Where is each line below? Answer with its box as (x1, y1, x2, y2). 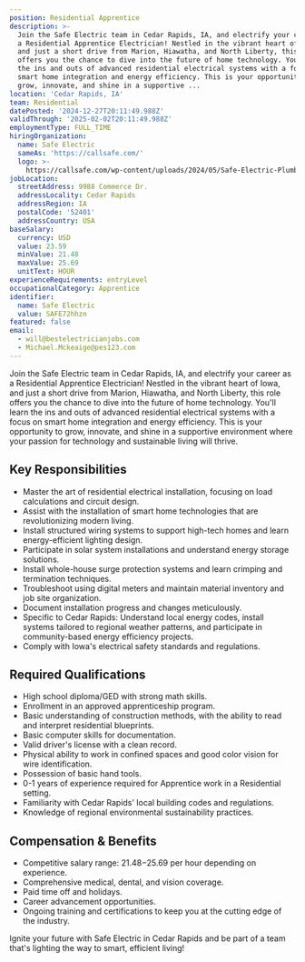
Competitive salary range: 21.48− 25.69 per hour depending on (22, 857, 257, 868)
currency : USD (17, 233, 71, 242)
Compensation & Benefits (9, 833, 157, 848)
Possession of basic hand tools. (22, 768, 143, 779)
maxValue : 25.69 (17, 258, 79, 268)
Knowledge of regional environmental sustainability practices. (22, 807, 254, 818)
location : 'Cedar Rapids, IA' (9, 89, 124, 98)
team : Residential (9, 97, 79, 107)
